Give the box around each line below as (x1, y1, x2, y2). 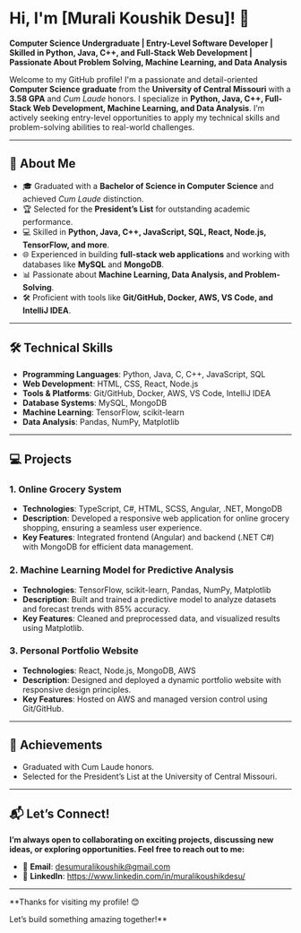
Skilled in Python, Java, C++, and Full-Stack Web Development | (9, 47, 253, 57)
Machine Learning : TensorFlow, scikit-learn (21, 407, 185, 418)
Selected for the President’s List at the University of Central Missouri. (21, 771, 278, 782)
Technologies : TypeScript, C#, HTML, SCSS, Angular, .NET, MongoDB (21, 504, 283, 514)
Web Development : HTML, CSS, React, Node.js (21, 378, 199, 389)
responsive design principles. (21, 684, 132, 695)
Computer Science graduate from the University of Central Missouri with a (9, 83, 291, 94)
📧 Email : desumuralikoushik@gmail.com (21, 861, 171, 872)
